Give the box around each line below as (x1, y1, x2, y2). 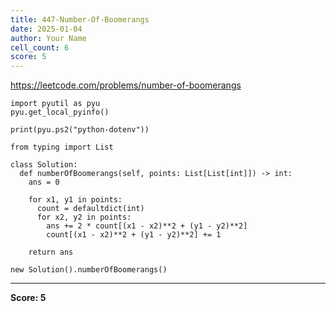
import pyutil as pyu (10, 99, 101, 109)
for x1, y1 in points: (28, 195, 123, 205)
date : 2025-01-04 (10, 24, 83, 34)
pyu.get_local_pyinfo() (10, 107, 110, 118)
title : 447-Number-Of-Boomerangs (10, 14, 150, 25)
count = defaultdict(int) (36, 204, 145, 214)
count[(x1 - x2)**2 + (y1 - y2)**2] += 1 (46, 230, 222, 240)
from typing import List (10, 142, 114, 153)
